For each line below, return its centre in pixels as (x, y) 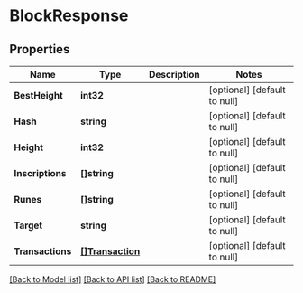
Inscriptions (40, 173)
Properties (40, 49)
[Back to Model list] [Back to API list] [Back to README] (113, 279)
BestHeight (38, 95)
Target (28, 225)
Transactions (43, 251)
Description (174, 75)
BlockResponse (69, 16)
